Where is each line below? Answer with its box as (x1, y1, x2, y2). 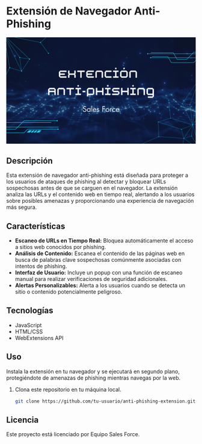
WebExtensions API (14, 334, 64, 341)
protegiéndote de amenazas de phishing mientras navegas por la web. (6, 374, 181, 381)
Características (6, 221, 66, 231)
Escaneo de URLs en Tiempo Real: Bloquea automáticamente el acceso (14, 237, 194, 244)
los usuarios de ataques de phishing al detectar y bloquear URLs (6, 178, 167, 185)
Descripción (6, 155, 53, 166)
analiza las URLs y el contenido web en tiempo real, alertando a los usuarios (6, 191, 195, 198)
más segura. (6, 203, 37, 211)
